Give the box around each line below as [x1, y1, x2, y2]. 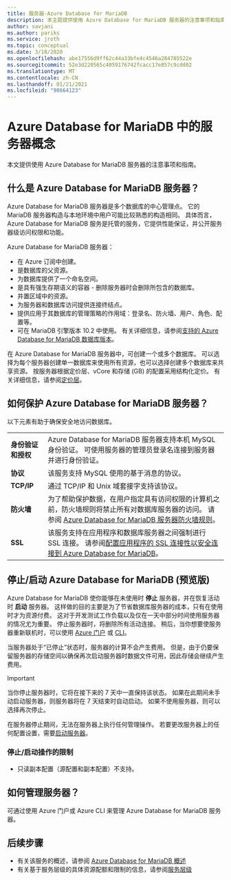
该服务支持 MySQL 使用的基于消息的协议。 [47, 468, 186, 478]
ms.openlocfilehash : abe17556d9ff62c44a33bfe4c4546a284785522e [7, 55, 192, 62]
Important [7, 674, 35, 682]
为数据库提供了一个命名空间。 [16, 274, 102, 283]
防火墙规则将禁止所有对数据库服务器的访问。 [61, 505, 206, 514]
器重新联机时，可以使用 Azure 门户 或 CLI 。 [7, 628, 131, 636]
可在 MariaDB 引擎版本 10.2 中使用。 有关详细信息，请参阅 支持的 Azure [16, 326, 219, 335]
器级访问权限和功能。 [7, 228, 67, 236]
